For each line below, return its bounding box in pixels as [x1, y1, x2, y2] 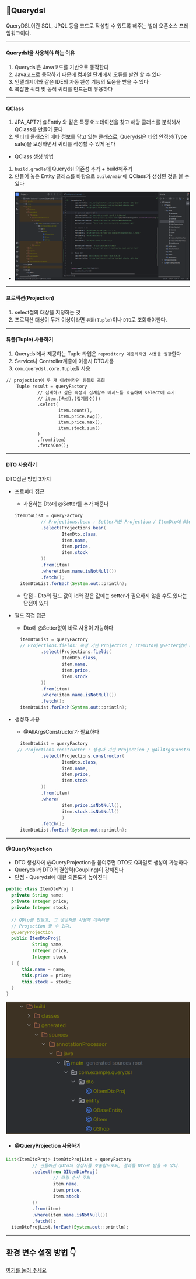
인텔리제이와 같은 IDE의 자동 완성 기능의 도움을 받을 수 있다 [14, 78, 149, 86]
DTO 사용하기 [6, 461, 37, 468]
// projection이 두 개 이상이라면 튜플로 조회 [6, 377, 106, 384]
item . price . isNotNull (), [61, 802, 123, 808]
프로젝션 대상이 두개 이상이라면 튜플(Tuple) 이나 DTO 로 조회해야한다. [14, 316, 167, 323]
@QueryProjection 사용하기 [14, 1143, 81, 1150]
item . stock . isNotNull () [61, 809, 120, 815]
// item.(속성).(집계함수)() [37, 396, 101, 402]
